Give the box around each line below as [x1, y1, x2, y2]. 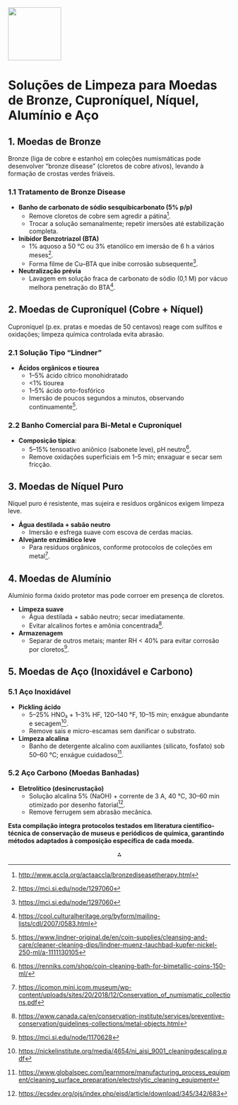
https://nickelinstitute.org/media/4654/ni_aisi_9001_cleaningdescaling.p [18, 1047, 227, 1055]
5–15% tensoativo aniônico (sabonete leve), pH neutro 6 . [28, 443, 191, 453]
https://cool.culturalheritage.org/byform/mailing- [18, 912, 161, 920]
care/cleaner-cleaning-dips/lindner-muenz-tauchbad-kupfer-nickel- [18, 941, 218, 949]
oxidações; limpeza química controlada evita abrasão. [8, 329, 165, 339]
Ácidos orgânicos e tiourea [18, 364, 100, 373]
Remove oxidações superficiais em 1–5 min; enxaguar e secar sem [28, 453, 222, 461]
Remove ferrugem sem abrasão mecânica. [28, 807, 153, 817]
